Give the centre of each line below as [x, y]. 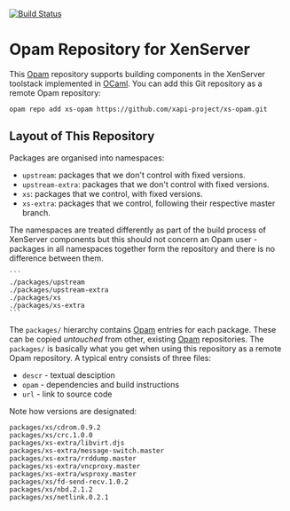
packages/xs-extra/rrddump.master [73, 458]
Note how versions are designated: [73, 411]
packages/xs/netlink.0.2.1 [59, 497]
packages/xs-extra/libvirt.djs [67, 443]
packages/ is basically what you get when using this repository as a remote [145, 348]
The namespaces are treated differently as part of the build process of [137, 230]
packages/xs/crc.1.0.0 [51, 435]
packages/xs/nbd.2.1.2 [51, 489]
